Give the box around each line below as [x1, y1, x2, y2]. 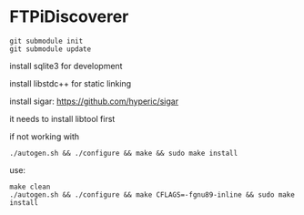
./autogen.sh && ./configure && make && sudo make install [9, 148, 238, 158]
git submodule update [9, 44, 92, 54]
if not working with [9, 130, 80, 142]
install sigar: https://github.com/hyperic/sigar [9, 96, 179, 107]
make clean [9, 182, 51, 191]
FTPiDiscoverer [9, 6, 129, 27]
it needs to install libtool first [9, 113, 116, 124]
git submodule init [9, 36, 84, 46]
